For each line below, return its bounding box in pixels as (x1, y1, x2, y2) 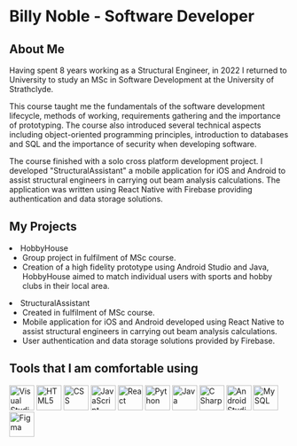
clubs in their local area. (21, 280, 110, 291)
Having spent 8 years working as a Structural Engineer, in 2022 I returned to (9, 65, 287, 75)
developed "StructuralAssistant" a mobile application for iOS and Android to (9, 166, 286, 176)
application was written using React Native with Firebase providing (9, 184, 253, 194)
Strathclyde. (9, 84, 54, 94)
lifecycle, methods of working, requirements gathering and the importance (9, 111, 281, 121)
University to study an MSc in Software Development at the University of (9, 74, 275, 85)
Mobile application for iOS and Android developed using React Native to (21, 317, 285, 327)
